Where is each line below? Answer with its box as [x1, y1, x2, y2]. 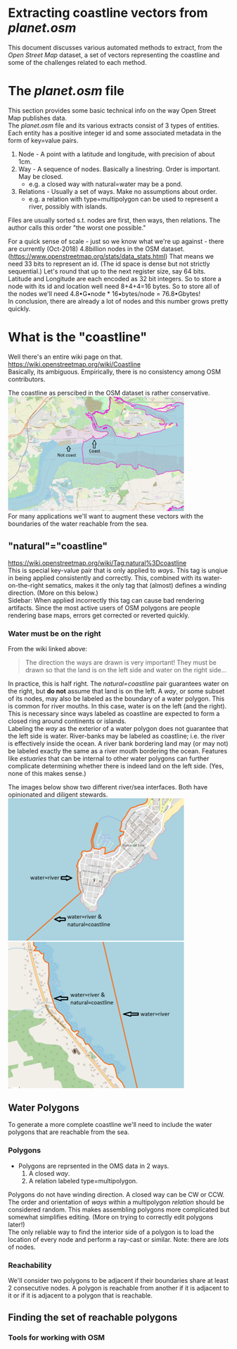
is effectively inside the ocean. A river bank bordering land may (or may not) [8, 739, 229, 748]
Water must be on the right [8, 629, 101, 639]
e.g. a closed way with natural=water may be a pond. [28, 180, 183, 188]
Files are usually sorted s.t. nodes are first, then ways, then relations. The [8, 216, 221, 224]
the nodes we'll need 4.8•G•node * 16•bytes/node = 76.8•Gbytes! [8, 289, 201, 297]
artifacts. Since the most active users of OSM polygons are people [8, 603, 200, 612]
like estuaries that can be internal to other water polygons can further [8, 754, 210, 763]
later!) [8, 1220, 25, 1228]
